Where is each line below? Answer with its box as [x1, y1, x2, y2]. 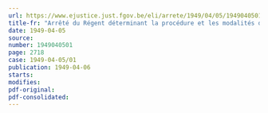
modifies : [8, 78, 41, 86]
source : [8, 33, 34, 42]
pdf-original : [8, 85, 56, 94]
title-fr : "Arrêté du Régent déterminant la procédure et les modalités [8, 19, 255, 27]
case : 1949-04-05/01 [8, 56, 77, 64]
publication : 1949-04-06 [8, 64, 91, 72]
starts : [8, 71, 34, 79]
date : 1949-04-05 [8, 26, 66, 34]
